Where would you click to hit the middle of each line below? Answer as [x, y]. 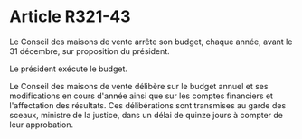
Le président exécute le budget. [69, 69]
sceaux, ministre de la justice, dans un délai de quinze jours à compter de [146, 115]
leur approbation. [42, 125]
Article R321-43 [70, 17]
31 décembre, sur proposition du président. [90, 51]
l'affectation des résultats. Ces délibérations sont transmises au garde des [148, 105]
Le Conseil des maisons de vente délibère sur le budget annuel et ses [139, 86]
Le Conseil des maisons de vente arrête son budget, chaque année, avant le [151, 42]
